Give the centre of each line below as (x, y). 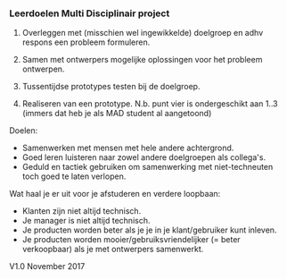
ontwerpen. (43, 69)
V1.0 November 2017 (47, 266)
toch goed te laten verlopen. (74, 176)
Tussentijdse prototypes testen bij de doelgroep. (111, 87)
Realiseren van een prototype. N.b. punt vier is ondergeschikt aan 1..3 (150, 104)
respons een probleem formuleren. (86, 42)
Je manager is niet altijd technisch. (86, 221)
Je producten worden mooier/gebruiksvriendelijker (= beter (131, 240)
